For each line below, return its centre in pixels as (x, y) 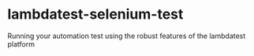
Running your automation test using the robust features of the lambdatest (127, 36)
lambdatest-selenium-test (95, 14)
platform (21, 44)
